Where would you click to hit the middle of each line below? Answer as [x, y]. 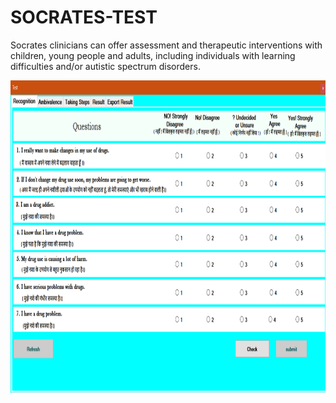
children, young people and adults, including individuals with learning [153, 55]
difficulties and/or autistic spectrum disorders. [105, 66]
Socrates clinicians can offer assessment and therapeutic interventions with [166, 45]
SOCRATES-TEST [84, 17]
